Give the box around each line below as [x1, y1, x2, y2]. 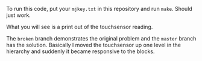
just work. [6, 11, 31, 19]
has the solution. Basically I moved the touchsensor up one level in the [6, 42, 181, 48]
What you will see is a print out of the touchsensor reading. [6, 24, 153, 30]
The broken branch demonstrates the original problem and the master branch [6, 35, 197, 42]
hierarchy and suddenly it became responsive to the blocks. [6, 48, 155, 55]
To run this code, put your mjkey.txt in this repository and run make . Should [6, 5, 193, 12]
